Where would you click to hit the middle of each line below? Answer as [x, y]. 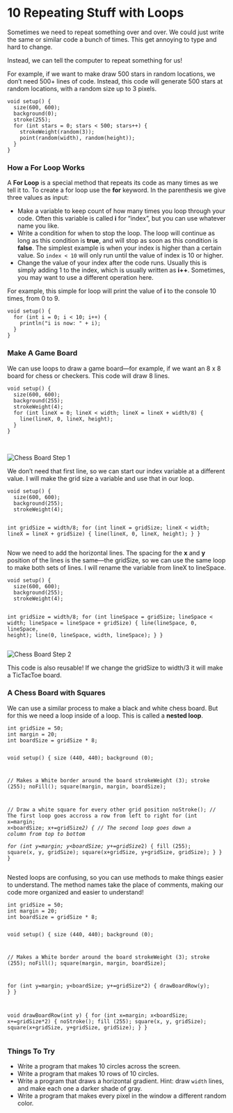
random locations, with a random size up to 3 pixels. [82, 88]
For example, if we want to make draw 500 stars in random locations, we [111, 74]
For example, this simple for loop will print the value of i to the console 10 [112, 291]
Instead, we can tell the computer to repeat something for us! [95, 60]
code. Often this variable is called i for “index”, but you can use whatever [121, 219]
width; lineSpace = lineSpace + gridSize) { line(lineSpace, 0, [102, 623]
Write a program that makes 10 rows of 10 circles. [88, 1074]
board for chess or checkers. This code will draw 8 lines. [89, 376]
